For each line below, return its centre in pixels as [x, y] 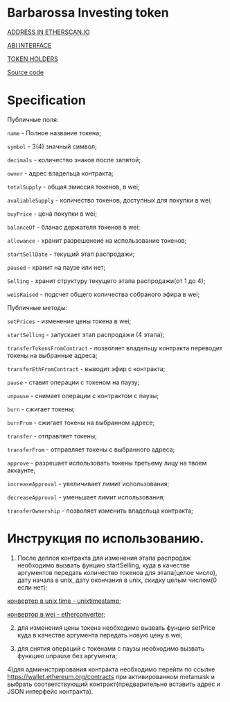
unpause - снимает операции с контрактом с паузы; [83, 395]
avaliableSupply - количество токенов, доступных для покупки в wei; [110, 200]
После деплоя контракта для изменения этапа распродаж [104, 558]
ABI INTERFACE [29, 45]
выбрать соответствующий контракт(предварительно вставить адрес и [114, 684]
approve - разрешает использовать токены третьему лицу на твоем [107, 463]
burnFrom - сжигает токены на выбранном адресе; [81, 422]
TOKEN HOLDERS [33, 59]
